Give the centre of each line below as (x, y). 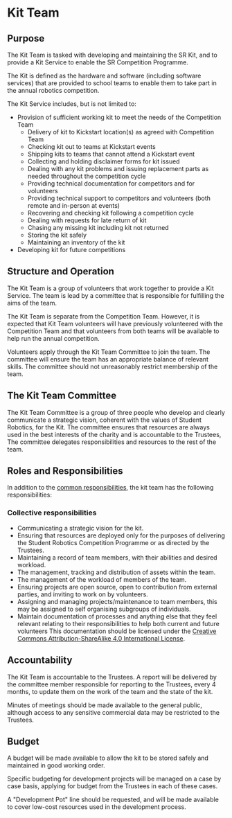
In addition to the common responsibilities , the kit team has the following (110, 488)
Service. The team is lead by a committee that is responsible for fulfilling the (116, 295)
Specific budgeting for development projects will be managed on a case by (114, 779)
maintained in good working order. (56, 765)
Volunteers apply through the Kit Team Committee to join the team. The (109, 352)
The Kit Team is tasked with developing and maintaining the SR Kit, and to (113, 55)
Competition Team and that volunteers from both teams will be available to (113, 331)
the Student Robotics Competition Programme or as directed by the (113, 542)
